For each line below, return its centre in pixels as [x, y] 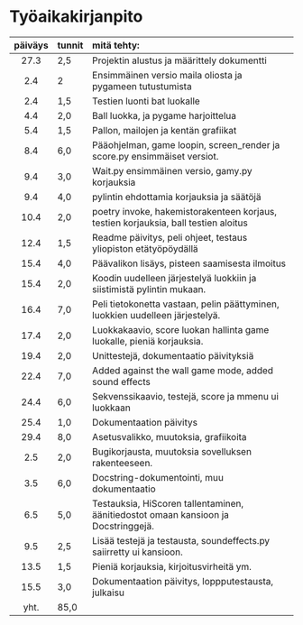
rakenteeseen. [122, 463]
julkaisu [108, 593]
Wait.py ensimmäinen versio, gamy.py [172, 170]
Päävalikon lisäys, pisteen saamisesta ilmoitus [189, 263]
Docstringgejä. [123, 526]
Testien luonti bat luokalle [146, 101]
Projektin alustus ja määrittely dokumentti [179, 60]
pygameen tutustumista [142, 86]
